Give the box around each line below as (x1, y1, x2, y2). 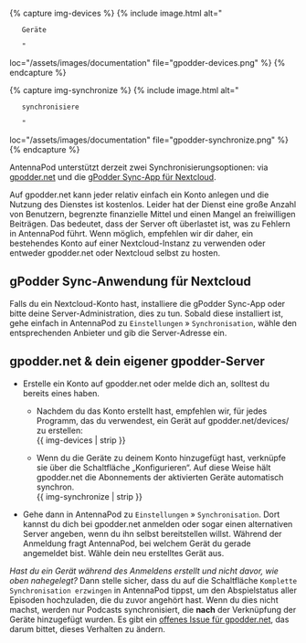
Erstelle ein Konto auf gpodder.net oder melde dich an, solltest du (22, 378, 270, 389)
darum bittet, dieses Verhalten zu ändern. (9, 623, 166, 634)
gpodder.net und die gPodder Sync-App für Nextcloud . (9, 172, 216, 182)
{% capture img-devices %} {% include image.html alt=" (9, 8, 222, 18)
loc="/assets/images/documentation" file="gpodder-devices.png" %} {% (9, 58, 286, 68)
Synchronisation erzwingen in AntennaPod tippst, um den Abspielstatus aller (9, 585, 298, 596)
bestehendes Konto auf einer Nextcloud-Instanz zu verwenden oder (9, 237, 267, 248)
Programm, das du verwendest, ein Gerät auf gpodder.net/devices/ (36, 415, 290, 426)
